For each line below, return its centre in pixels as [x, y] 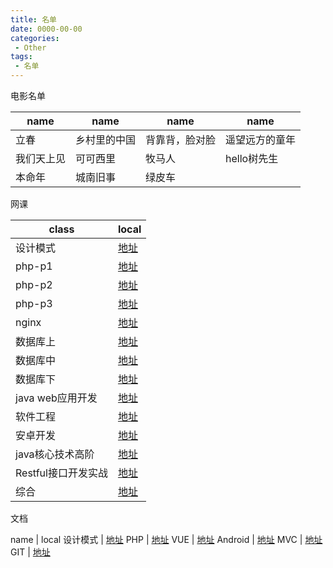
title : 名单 [33, 19]
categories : [35, 38]
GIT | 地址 [30, 552]
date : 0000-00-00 [46, 29]
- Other [30, 47]
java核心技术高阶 [55, 454]
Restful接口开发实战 [61, 473]
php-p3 [34, 303]
